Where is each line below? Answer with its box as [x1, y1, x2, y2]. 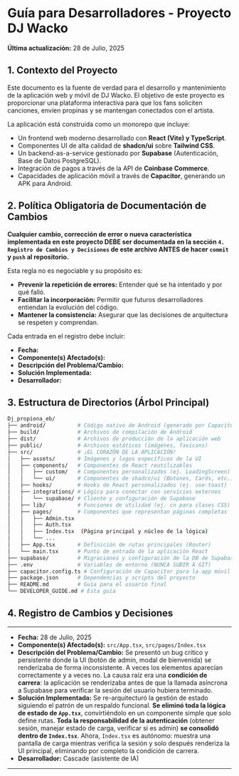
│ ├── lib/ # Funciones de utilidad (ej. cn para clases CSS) [7, 501, 231, 509]
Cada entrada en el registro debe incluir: [7, 331, 126, 340]
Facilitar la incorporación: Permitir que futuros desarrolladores [17, 295, 203, 304]
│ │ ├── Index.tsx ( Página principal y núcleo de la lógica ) [7, 528, 208, 535]
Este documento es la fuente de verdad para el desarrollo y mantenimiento [7, 83, 226, 92]
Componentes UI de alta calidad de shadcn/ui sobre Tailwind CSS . [17, 141, 216, 150]
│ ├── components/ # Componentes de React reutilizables [7, 462, 193, 469]
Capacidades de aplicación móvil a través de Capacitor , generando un [17, 171, 225, 180]
